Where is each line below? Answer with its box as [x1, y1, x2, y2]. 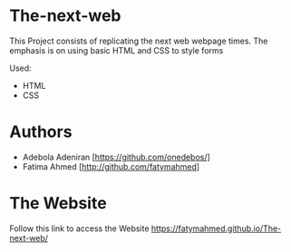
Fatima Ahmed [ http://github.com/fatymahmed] [22, 160, 200, 172]
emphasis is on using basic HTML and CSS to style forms [9, 44, 224, 55]
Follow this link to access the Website [9, 223, 150, 234]
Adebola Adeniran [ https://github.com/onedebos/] [22, 151, 210, 162]
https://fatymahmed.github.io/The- [150, 223, 282, 234]
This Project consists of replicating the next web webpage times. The [9, 35, 268, 46]
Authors [9, 121, 73, 142]
